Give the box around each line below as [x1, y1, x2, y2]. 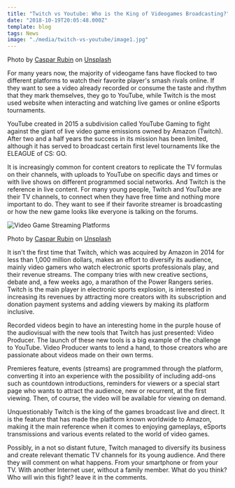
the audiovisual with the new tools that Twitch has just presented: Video [7, 329, 215, 337]
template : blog [7, 23, 52, 30]
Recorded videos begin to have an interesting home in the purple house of [7, 321, 222, 329]
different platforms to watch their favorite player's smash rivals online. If [7, 76, 215, 85]
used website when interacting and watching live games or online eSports [7, 99, 220, 107]
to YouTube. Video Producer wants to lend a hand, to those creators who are [7, 343, 228, 352]
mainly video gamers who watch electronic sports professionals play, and [7, 263, 219, 271]
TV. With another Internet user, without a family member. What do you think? [7, 466, 227, 474]
